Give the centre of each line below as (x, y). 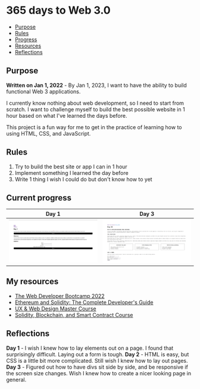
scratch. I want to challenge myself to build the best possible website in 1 (96, 109)
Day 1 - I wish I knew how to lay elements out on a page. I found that (90, 348)
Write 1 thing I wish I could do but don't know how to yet (84, 179)
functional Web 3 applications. (43, 91)
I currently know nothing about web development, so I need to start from (95, 103)
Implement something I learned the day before (72, 172)
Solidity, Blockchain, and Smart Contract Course (74, 315)
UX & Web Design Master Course (55, 308)
